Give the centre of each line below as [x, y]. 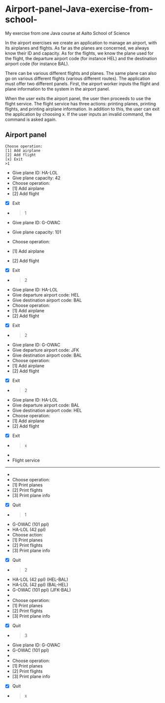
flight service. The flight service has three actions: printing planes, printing [81, 103]
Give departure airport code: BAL [46, 405]
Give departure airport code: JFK [46, 350]
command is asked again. [31, 119]
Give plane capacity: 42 [36, 178]
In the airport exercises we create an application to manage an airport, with [81, 42]
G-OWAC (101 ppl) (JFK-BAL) [41, 590]
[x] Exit [14, 159]
